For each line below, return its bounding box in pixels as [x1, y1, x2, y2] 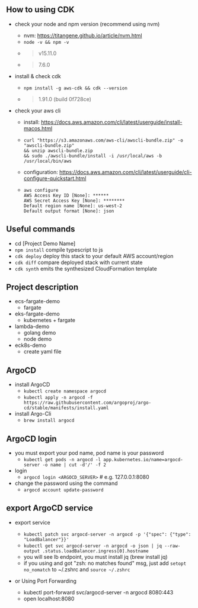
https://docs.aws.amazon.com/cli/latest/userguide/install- [40, 118, 183, 126]
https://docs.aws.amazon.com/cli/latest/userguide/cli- [59, 168, 192, 175]
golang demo [23, 329, 56, 336]
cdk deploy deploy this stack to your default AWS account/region [14, 252, 174, 259]
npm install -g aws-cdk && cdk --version [23, 85, 127, 91]
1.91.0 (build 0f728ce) [38, 95, 92, 102]
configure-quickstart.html [23, 175, 87, 182]
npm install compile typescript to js [14, 246, 103, 253]
